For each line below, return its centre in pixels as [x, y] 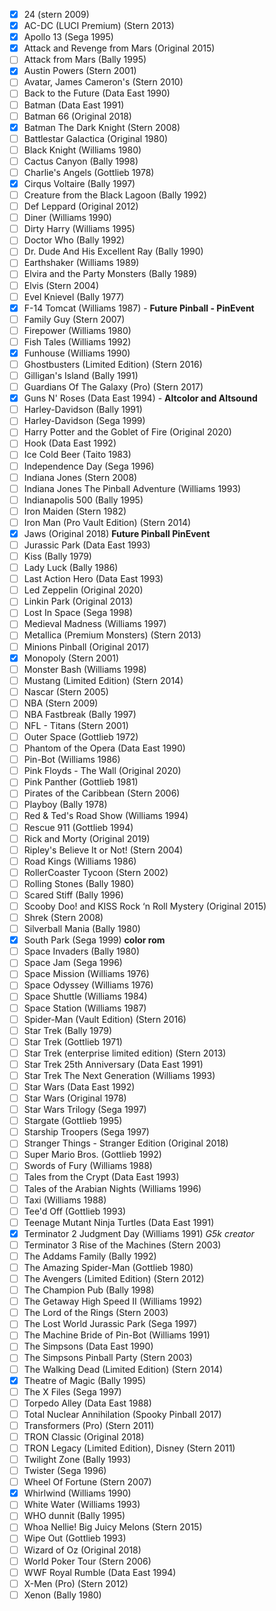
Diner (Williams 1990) [67, 218]
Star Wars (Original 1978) [75, 1098]
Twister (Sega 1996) [65, 1471]
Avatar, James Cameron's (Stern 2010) [103, 82]
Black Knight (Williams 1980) [82, 150]
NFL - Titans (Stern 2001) [76, 725]
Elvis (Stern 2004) [61, 285]
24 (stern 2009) [56, 14]
